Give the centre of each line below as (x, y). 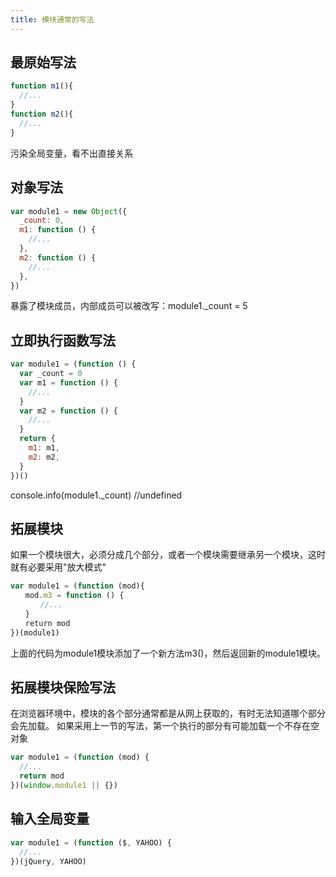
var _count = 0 (51, 374)
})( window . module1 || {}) (64, 786)
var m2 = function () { (68, 411)
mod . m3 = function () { (74, 596)
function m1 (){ (42, 86)
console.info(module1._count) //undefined (96, 495)
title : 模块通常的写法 (52, 19)
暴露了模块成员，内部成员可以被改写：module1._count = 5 (129, 306)
